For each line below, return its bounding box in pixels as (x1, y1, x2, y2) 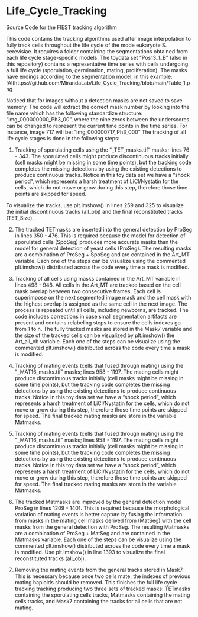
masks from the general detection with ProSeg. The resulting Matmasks (14, 523, 190, 531)
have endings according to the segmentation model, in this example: (6, 73, 173, 80)
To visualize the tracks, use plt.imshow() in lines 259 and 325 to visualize (6, 201, 184, 208)
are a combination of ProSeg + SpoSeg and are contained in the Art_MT (14, 250, 190, 258)
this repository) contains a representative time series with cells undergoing (6, 60, 189, 68)
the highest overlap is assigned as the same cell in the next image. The (14, 300, 188, 307)
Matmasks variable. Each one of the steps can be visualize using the (14, 536, 182, 543)
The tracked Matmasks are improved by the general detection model (14, 498, 182, 505)
